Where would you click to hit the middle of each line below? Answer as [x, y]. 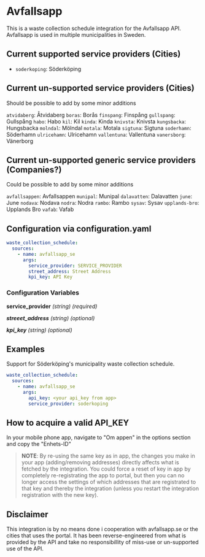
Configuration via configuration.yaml [79, 229]
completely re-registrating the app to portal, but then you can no [103, 475]
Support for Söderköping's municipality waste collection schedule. [91, 364]
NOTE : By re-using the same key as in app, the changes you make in [108, 456]
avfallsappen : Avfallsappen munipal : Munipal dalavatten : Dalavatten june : [99, 196]
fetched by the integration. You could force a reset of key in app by [106, 469]
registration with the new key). [60, 495]
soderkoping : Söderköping [48, 69]
